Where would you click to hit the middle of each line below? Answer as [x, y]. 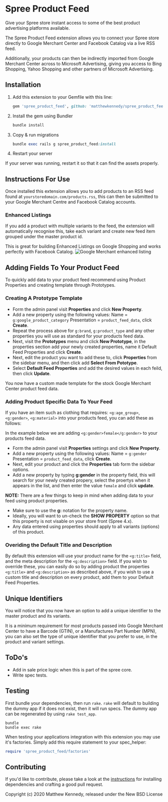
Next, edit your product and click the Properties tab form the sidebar [84, 464]
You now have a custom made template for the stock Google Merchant [78, 383]
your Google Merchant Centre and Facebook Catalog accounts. [71, 202]
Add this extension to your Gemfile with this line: [62, 97]
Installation [23, 85]
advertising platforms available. [38, 28]
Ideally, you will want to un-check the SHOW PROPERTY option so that [86, 516]
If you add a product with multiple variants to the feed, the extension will [80, 226]
